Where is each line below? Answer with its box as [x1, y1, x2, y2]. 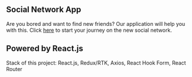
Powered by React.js [6, 43, 84, 53]
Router [6, 65, 22, 72]
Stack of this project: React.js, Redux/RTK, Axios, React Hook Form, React [6, 59, 186, 66]
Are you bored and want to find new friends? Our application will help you [6, 20, 186, 27]
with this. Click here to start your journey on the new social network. [6, 26, 173, 34]
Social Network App [6, 5, 82, 15]
